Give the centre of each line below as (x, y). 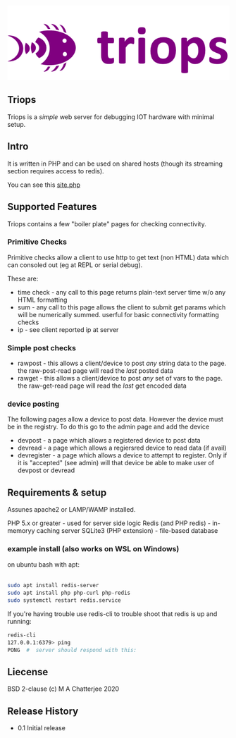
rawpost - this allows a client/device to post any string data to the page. (122, 363)
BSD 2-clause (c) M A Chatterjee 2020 (63, 689)
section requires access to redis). (56, 171)
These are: (23, 278)
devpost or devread (46, 470)
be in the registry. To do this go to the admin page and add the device (108, 427)
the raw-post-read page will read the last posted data (95, 371)
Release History (43, 711)
